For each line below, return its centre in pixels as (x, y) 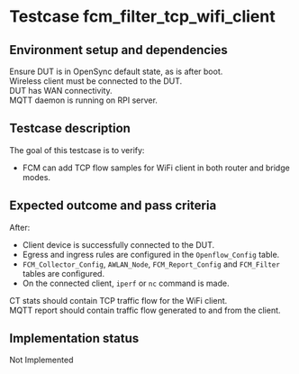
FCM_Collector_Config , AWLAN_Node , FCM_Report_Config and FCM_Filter (151, 264)
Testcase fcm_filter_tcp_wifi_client (143, 17)
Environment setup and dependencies (118, 50)
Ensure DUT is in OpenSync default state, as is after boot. (116, 71)
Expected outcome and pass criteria (113, 206)
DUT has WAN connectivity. (61, 91)
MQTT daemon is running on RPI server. (83, 100)
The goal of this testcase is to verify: (77, 150)
